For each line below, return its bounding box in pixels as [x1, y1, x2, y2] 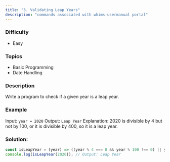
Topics [5, 52, 23, 60]
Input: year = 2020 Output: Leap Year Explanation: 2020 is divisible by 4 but [5, 118, 163, 124]
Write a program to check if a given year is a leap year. [5, 94, 119, 100]
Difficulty [5, 29, 29, 36]
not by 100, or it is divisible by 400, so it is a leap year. [5, 123, 118, 129]
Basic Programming [12, 64, 54, 71]
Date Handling [12, 70, 43, 76]
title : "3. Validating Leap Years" [5, 7, 80, 13]
